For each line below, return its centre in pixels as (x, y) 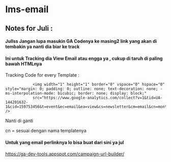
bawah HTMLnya (24, 64)
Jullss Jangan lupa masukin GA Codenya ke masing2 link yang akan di (81, 41)
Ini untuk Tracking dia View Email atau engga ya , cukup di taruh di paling (84, 58)
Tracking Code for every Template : (42, 75)
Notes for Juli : (29, 28)
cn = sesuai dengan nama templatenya (46, 131)
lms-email (27, 9)
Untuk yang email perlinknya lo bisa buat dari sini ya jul (65, 142)
